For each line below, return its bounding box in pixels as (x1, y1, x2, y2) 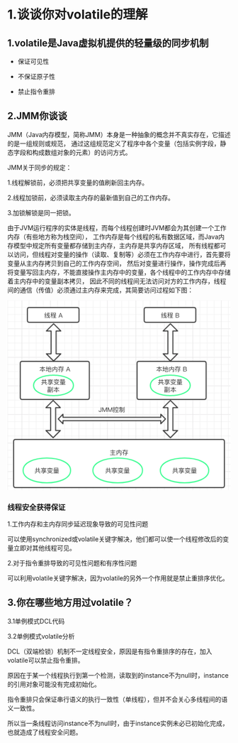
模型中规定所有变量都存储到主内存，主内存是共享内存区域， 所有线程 (13, 241, 214, 249)
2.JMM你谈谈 (7, 110, 67, 122)
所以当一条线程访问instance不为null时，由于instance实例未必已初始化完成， (7, 719, 229, 727)
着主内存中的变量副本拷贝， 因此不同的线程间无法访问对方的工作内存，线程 (7, 276, 227, 285)
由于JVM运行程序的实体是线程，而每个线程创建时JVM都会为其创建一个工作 (7, 223, 227, 232)
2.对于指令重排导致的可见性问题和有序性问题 (7, 558, 137, 567)
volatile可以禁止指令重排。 (7, 656, 84, 664)
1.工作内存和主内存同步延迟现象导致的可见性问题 (7, 519, 149, 528)
